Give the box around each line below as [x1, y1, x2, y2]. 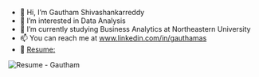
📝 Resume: [19, 44, 56, 54]
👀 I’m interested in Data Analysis [19, 16, 126, 25]
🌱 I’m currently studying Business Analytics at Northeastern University [19, 25, 251, 33]
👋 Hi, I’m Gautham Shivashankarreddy [19, 8, 145, 17]
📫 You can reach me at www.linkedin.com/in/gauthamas [19, 33, 207, 43]
